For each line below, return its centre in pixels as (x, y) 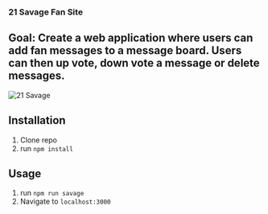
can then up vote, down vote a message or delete (134, 63)
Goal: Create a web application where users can (131, 38)
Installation (37, 120)
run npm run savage (52, 193)
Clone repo (39, 140)
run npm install (47, 148)
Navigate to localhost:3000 (65, 202)
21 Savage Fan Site (45, 12)
